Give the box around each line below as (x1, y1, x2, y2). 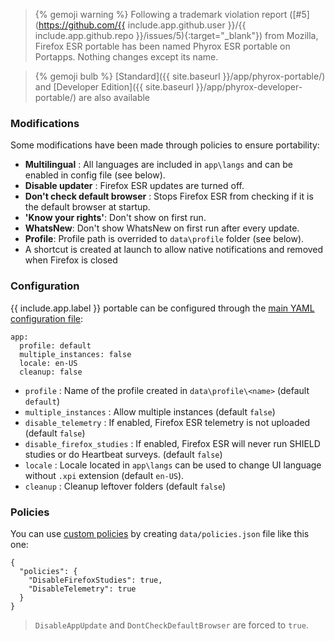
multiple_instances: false (19, 349, 132, 359)
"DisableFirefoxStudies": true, (28, 575, 163, 585)
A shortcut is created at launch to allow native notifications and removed (24, 244, 324, 256)
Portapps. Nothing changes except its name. (34, 51, 219, 63)
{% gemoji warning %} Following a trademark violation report (34, 9, 288, 20)
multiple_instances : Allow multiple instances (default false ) (24, 405, 276, 418)
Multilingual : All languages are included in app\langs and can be (24, 159, 294, 171)
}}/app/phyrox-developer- (195, 81, 303, 93)
